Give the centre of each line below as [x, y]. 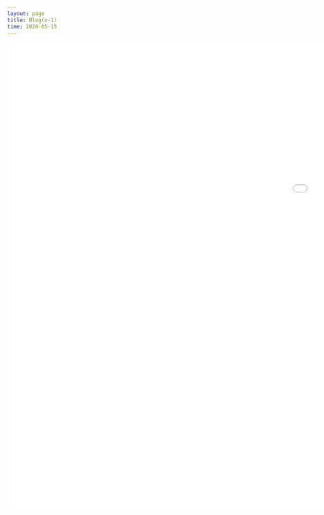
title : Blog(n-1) [32, 20]
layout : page [26, 13]
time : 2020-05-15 [32, 26]
